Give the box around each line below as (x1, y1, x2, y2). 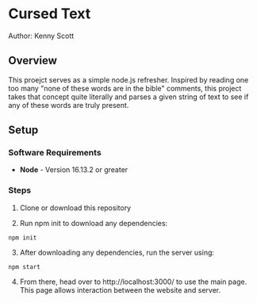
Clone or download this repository (19, 203, 132, 213)
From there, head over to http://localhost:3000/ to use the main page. (19, 277, 247, 286)
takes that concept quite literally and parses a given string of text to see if (8, 92, 249, 102)
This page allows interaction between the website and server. (19, 285, 221, 294)
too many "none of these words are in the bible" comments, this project (8, 83, 242, 93)
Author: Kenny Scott (8, 31, 75, 40)
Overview (8, 54, 58, 67)
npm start (8, 263, 41, 270)
